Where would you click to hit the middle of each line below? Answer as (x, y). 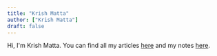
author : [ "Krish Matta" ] (43, 20)
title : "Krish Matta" (38, 13)
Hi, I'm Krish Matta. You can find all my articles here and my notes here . (108, 46)
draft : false (26, 26)
